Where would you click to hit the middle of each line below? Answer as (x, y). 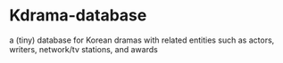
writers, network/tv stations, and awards (83, 49)
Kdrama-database (78, 16)
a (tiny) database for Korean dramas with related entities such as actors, (142, 40)
